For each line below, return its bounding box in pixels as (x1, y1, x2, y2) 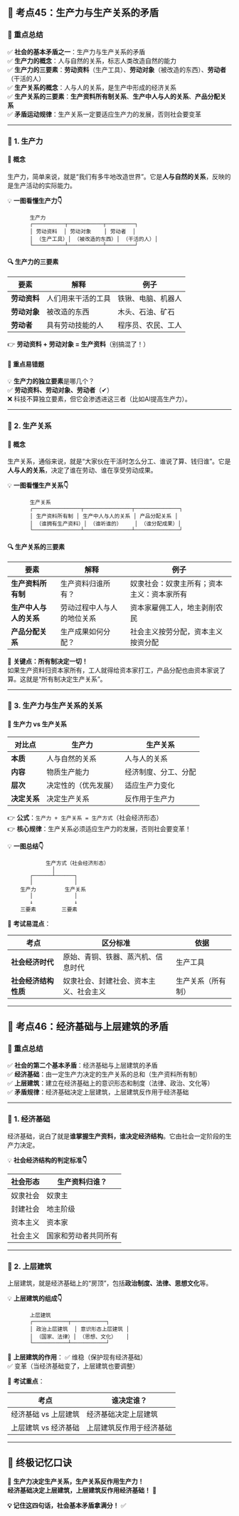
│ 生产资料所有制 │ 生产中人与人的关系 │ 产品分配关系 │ (29, 512, 179, 520)
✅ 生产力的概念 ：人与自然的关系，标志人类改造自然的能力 (7, 56, 176, 65)
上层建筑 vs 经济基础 (11, 1423, 80, 1433)
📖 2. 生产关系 (7, 421, 52, 431)
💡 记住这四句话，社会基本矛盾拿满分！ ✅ (7, 1501, 127, 1510)
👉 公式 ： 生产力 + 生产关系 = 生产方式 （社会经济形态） (7, 813, 163, 822)
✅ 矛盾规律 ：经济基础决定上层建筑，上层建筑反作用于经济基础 (7, 1088, 189, 1096)
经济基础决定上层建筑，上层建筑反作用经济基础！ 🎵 (7, 1485, 157, 1495)
